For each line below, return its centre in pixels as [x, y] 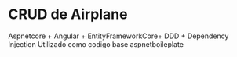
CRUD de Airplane [68, 14]
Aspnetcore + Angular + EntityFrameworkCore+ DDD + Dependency [118, 36]
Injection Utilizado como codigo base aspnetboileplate [96, 44]
